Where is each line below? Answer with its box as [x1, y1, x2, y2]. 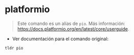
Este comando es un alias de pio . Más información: [17, 20, 126, 26]
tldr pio [5, 45, 24, 50]
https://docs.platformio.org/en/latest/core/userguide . [17, 25, 129, 32]
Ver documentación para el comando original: [12, 36, 109, 42]
